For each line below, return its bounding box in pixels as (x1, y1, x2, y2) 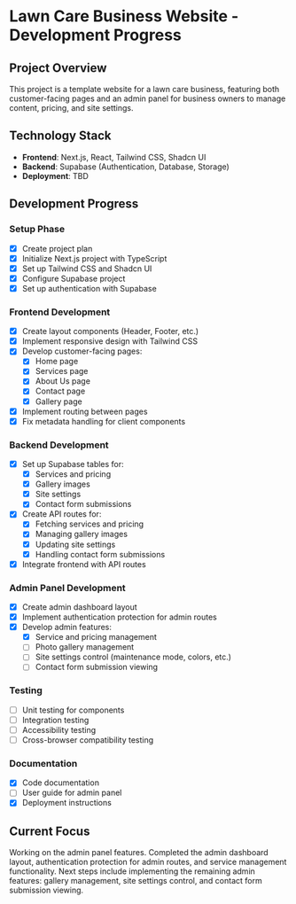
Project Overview (9, 60, 107, 75)
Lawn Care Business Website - (9, 6, 239, 27)
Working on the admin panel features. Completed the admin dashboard (9, 847, 269, 858)
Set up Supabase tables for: (21, 459, 124, 470)
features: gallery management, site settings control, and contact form (9, 876, 263, 886)
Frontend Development (9, 306, 111, 318)
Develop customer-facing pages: (21, 346, 143, 356)
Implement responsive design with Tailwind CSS (21, 336, 198, 347)
